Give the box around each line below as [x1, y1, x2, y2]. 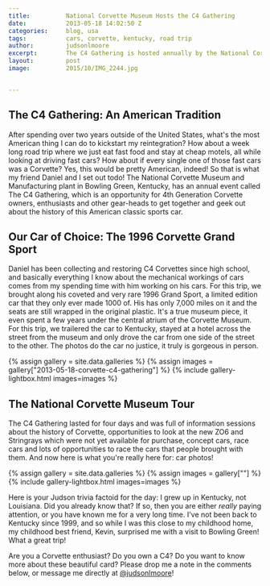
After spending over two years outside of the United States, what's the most [8, 130, 260, 139]
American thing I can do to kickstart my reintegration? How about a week [8, 138, 250, 148]
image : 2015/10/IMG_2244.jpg [8, 64, 138, 73]
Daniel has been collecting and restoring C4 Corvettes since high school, [8, 264, 251, 274]
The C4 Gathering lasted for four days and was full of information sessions [8, 418, 256, 428]
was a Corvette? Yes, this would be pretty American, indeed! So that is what [8, 164, 260, 173]
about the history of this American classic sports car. [8, 206, 183, 216]
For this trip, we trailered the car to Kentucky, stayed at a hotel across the [8, 324, 252, 334]
